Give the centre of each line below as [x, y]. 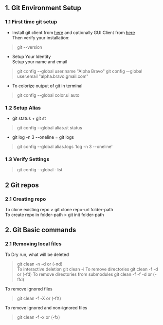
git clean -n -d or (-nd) [40, 264]
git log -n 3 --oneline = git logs [43, 137]
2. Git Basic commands [41, 230]
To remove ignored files [29, 289]
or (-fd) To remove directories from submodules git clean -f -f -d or [84, 274]
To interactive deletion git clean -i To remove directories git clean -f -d [87, 269]
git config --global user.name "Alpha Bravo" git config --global [80, 71]
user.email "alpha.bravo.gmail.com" [53, 76]
